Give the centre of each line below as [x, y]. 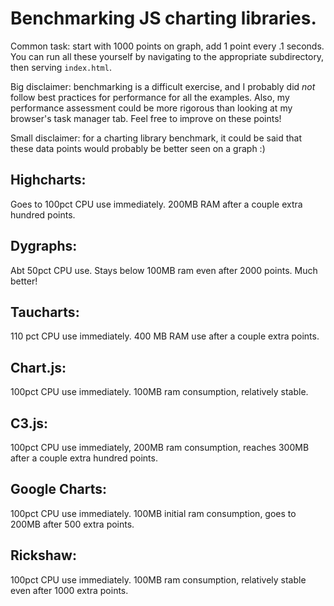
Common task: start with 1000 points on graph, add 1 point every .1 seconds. [167, 46]
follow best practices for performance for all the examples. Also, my [150, 97]
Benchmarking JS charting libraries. [163, 18]
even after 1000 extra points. [69, 590]
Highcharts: [48, 180]
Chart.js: [38, 367]
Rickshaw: [43, 555]
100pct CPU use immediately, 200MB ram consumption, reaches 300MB [160, 447]
